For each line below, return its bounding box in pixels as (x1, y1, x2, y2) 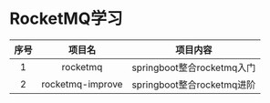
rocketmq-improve (41, 77, 123, 90)
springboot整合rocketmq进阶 (131, 78, 256, 91)
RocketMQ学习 (9, 8, 123, 29)
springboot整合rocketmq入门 (131, 61, 256, 74)
